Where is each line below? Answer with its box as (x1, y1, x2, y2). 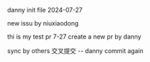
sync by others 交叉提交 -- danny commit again (7, 47, 144, 54)
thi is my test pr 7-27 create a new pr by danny (7, 32, 142, 41)
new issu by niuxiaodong (7, 19, 79, 27)
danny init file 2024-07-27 (7, 6, 83, 14)
